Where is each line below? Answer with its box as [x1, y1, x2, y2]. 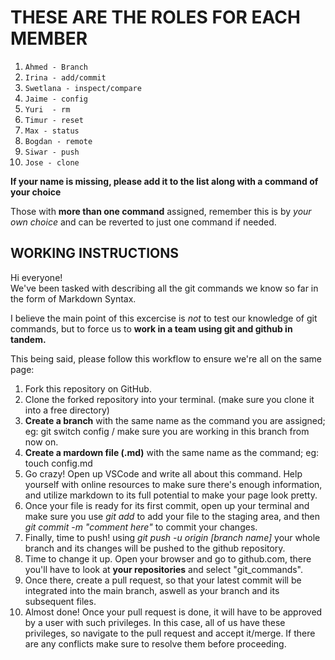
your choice [10, 186, 62, 198]
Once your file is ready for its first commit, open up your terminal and [24, 499, 310, 511]
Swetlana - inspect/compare [24, 83, 142, 93]
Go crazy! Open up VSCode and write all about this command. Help [24, 467, 303, 480]
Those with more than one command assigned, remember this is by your [10, 205, 312, 217]
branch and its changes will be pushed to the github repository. [24, 542, 286, 554]
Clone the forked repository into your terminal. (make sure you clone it [24, 393, 315, 405]
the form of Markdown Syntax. [10, 292, 137, 305]
